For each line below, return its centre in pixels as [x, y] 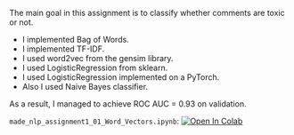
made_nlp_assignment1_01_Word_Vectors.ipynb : [94, 121]
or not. [21, 22]
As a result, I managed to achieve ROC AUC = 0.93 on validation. [128, 104]
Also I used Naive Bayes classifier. [85, 87]
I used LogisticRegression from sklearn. [95, 67]
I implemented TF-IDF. [63, 49]
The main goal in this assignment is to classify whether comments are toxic [147, 13]
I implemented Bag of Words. [75, 40]
